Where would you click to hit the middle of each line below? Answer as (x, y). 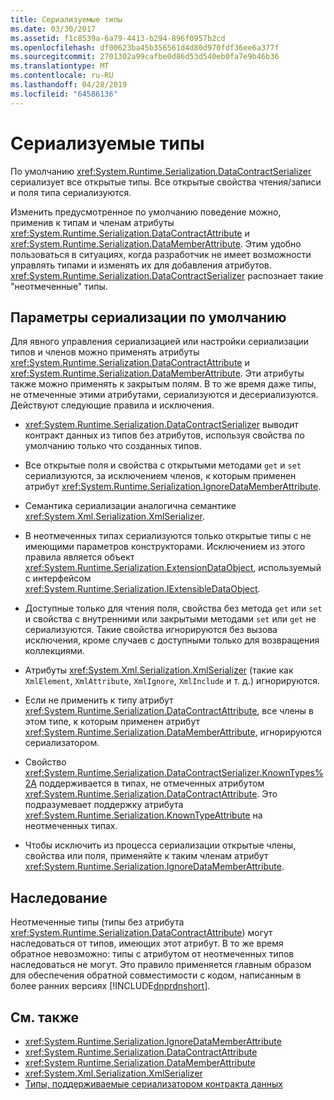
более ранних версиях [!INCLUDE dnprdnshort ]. (110, 986)
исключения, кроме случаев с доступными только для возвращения (172, 640)
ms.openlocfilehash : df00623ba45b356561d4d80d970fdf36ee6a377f (145, 47)
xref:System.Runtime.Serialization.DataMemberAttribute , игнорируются (173, 732)
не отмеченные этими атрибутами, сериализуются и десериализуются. (164, 395)
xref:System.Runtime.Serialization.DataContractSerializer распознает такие (167, 275)
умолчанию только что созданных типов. (113, 446)
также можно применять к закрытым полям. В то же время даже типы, (163, 384)
